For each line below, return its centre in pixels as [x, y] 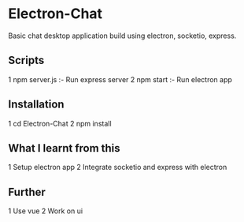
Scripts [26, 60]
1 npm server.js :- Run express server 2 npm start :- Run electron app [120, 79]
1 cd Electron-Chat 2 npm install [60, 123]
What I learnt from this [64, 148]
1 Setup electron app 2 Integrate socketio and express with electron [118, 167]
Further [27, 192]
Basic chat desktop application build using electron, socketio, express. [122, 36]
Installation [36, 105]
